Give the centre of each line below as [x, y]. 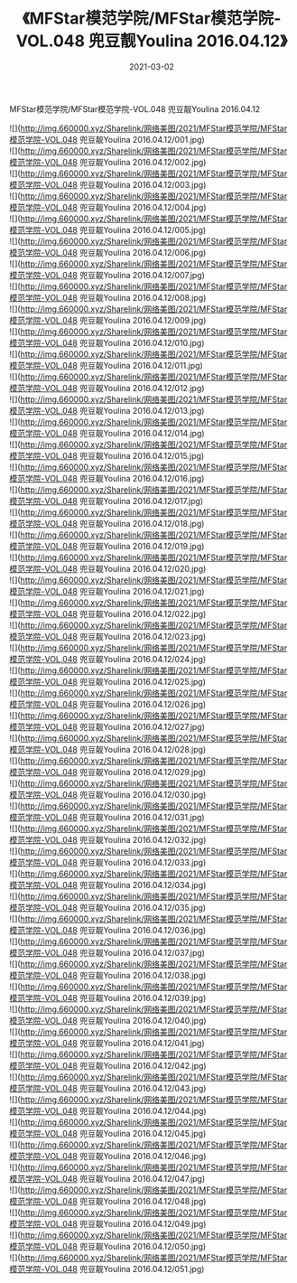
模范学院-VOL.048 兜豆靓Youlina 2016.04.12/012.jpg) [107, 388]
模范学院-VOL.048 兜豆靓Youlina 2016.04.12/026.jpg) [108, 704]
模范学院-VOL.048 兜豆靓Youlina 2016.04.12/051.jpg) [107, 1269]
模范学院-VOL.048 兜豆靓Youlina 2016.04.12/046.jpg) [108, 1156]
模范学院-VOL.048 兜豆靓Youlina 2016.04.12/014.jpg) [107, 433]
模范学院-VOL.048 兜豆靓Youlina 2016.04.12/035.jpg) [107, 907]
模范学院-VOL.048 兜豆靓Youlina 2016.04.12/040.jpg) [108, 1020]
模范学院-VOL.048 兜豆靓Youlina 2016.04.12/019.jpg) [107, 546]
